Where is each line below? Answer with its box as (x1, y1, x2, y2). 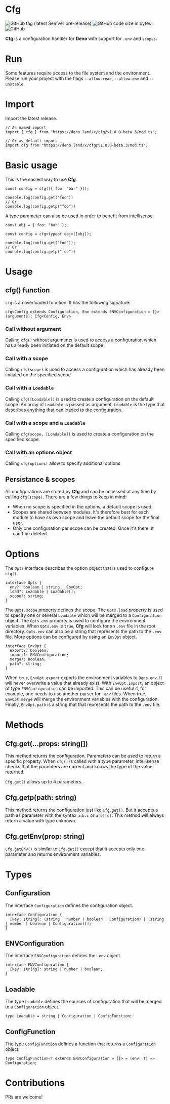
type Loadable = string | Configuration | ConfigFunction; (5, 1014, 133, 1019)
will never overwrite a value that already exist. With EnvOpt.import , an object (5, 680, 164, 686)
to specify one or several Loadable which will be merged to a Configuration (5, 612, 162, 618)
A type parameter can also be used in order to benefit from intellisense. (5, 213, 154, 219)
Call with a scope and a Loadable (5, 419, 86, 426)
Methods (5, 719, 44, 731)
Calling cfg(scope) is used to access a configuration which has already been (5, 366, 165, 373)
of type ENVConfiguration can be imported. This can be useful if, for (5, 685, 147, 691)
